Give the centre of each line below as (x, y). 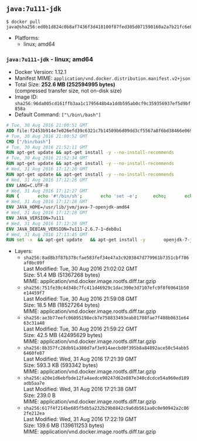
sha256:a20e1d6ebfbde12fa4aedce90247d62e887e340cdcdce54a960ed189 (106, 378)
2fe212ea (34, 413)
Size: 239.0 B (39, 395)
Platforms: (27, 38)
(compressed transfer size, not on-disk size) (68, 91)
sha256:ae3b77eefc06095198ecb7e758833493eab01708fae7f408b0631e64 (106, 318)
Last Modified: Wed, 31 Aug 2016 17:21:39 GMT (80, 359)
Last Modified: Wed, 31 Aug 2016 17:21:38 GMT (80, 389)
